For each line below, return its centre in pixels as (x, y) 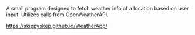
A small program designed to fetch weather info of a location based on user (97, 8)
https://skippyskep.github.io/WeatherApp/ (57, 26)
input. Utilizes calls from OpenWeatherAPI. (57, 15)
